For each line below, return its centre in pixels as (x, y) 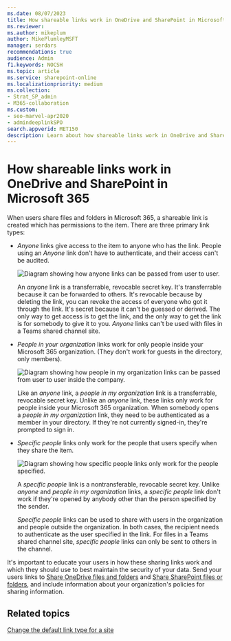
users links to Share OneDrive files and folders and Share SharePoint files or (115, 577)
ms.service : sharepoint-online (52, 78)
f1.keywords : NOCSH (35, 65)
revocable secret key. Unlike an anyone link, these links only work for (115, 400)
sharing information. (36, 592)
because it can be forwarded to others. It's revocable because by (110, 294)
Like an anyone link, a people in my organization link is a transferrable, (117, 393)
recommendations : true (40, 52)
